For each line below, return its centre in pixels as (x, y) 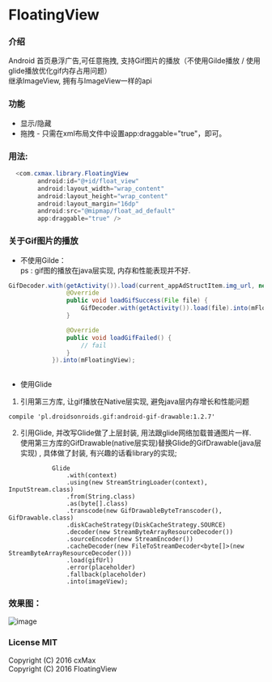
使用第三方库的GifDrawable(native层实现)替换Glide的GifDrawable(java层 (140, 443)
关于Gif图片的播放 (43, 241)
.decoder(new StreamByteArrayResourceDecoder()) (149, 532)
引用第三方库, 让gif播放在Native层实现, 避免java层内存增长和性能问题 (134, 401)
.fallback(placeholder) (106, 575)
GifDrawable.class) (41, 518)
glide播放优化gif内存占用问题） (60, 71)
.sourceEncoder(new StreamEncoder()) (130, 540)
